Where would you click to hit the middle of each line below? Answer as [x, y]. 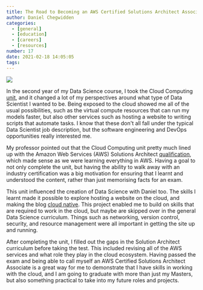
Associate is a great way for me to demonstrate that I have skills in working [99, 267]
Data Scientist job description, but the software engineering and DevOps [97, 129]
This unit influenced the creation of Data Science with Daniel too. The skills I [101, 192]
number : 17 [20, 51]
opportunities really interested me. [49, 136]
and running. [22, 230]
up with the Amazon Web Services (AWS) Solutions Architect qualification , [99, 154]
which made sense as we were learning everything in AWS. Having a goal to [101, 160]
